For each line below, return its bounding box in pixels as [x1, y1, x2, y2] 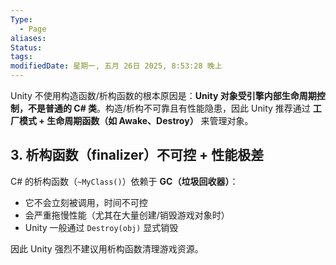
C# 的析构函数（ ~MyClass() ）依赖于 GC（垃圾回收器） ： [10, 175, 239, 187]
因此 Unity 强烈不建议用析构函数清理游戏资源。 [10, 242, 204, 255]
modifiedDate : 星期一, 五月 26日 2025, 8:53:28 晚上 [10, 61, 223, 71]
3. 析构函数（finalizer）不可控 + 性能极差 [10, 147, 265, 164]
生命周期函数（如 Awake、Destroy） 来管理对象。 [46, 115, 254, 126]
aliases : [10, 33, 47, 43]
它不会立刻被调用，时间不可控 [24, 196, 148, 208]
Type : [10, 14, 33, 25]
